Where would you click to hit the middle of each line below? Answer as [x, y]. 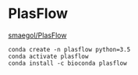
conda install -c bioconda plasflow [67, 63]
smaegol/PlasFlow [37, 35]
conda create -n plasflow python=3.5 [69, 49]
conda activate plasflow [48, 56]
